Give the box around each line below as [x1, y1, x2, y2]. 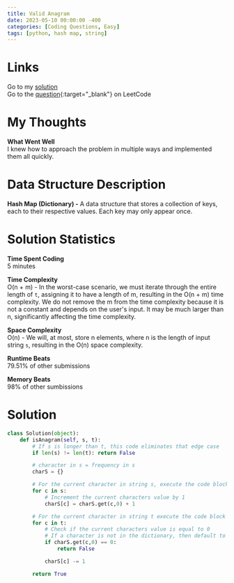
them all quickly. [7, 153, 54, 161]
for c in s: [32, 488, 68, 495]
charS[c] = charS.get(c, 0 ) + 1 [44, 500, 136, 507]
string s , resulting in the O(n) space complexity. [7, 341, 143, 349]
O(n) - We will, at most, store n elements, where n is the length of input [7, 334, 210, 341]
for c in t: [32, 520, 68, 527]
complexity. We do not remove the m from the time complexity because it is [7, 297, 224, 306]
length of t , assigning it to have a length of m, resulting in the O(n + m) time [7, 290, 224, 298]
